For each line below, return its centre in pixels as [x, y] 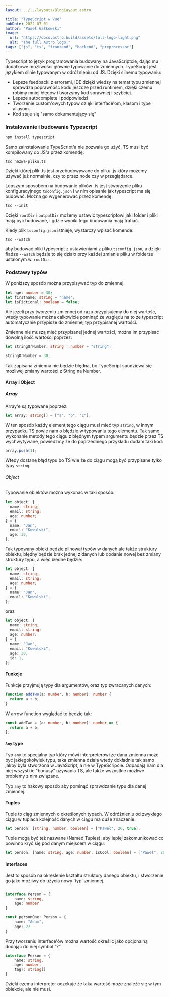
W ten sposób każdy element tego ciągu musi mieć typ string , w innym [79, 425]
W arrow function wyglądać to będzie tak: [49, 714]
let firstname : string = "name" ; [40, 298]
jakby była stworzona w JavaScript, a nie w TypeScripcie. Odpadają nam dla [84, 765]
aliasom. [21, 108]
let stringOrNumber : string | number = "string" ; [58, 346]
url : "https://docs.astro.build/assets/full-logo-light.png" [75, 38]
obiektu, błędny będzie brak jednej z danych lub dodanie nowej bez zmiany [83, 554]
